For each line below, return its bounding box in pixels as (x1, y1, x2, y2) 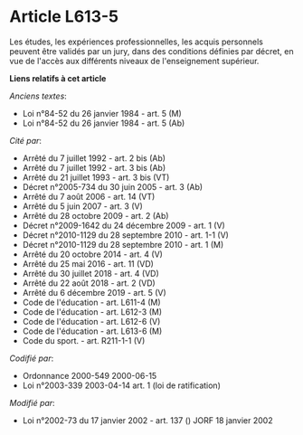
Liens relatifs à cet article (9, 72, 107, 83)
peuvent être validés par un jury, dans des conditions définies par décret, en (9, 45, 294, 56)
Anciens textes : (9, 90, 68, 101)
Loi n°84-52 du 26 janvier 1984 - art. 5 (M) (22, 108, 183, 118)
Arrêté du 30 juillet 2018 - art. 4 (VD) (22, 268, 160, 279)
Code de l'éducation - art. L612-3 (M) (22, 306, 163, 317)
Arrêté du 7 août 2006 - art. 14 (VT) (22, 191, 156, 202)
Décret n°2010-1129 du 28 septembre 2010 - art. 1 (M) (22, 239, 224, 250)
